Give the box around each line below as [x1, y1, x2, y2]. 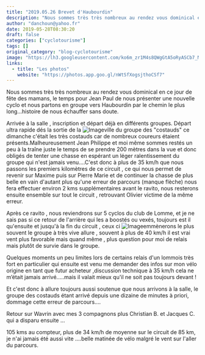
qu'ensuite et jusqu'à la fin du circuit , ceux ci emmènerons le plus [6, 223, 195, 230]
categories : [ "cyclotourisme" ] [6, 37, 86, 43]
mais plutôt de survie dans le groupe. [6, 242, 100, 250]
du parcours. [6, 342, 38, 349]
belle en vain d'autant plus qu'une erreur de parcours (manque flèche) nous [6, 178, 197, 185]
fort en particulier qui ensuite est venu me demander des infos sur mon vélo [6, 261, 197, 268]
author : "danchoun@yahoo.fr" [6, 20, 81, 26]
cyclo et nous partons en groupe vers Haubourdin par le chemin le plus [6, 102, 185, 109]
